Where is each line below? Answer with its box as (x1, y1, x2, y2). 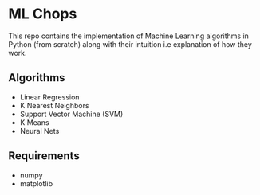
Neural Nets (19, 126, 60, 135)
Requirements (8, 149, 80, 163)
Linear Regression (19, 92, 80, 102)
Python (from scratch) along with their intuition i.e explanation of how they (8, 39, 253, 49)
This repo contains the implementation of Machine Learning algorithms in (8, 31, 250, 41)
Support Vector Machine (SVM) (19, 109, 124, 119)
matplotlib (19, 178, 53, 188)
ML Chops (8, 5, 77, 23)
